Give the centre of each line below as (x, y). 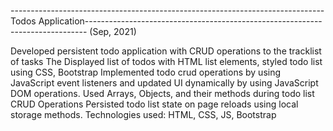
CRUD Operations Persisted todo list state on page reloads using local (154, 104)
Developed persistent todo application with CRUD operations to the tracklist (166, 51)
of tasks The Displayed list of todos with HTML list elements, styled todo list (166, 61)
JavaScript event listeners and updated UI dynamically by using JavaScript (164, 83)
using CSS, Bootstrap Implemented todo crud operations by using (146, 72)
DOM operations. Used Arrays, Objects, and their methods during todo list (162, 93)
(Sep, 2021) (113, 31)
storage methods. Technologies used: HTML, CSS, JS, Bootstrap (143, 114)
